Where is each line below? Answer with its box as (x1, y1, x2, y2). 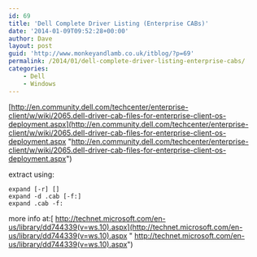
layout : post (8, 42, 53, 50)
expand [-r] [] (8, 185, 60, 193)
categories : (8, 65, 49, 73)
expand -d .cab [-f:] (8, 192, 82, 200)
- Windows (23, 79, 57, 88)
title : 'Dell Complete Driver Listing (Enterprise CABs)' (8, 19, 209, 28)
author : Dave (8, 34, 53, 43)
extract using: (8, 169, 54, 179)
